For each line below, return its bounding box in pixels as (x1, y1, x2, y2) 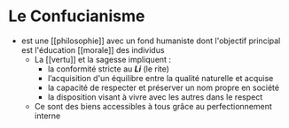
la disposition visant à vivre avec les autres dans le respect (47, 91, 263, 102)
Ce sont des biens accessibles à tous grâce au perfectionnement (34, 101, 272, 111)
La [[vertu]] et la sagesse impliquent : (34, 54, 172, 64)
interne (34, 110, 61, 121)
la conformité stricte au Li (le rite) (47, 64, 170, 74)
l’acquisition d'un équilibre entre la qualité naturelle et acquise (47, 72, 274, 83)
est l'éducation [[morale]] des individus (20, 44, 165, 55)
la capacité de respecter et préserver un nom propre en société (47, 82, 280, 93)
